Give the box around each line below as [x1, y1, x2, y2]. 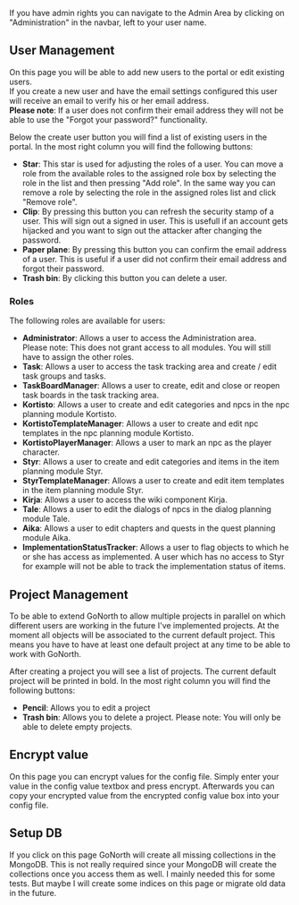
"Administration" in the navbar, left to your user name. [9, 17, 207, 28]
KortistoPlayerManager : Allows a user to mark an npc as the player [21, 438, 272, 448]
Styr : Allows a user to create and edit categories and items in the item [21, 457, 279, 467]
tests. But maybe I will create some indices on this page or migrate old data [9, 877, 286, 889]
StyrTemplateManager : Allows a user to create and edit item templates [21, 475, 285, 486]
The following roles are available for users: [9, 315, 166, 326]
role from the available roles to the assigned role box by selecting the [21, 167, 277, 178]
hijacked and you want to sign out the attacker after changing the [21, 225, 262, 235]
